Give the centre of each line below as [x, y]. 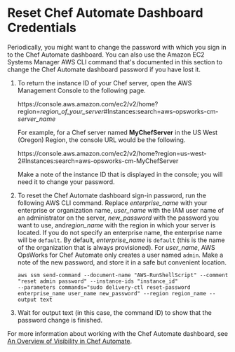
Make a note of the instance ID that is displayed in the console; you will [120, 174]
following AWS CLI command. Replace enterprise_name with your [112, 203]
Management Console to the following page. [81, 90]
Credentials [42, 28]
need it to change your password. [66, 182]
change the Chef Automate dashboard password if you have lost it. [104, 69]
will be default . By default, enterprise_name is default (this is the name [121, 240]
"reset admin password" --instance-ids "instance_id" [98, 281]
